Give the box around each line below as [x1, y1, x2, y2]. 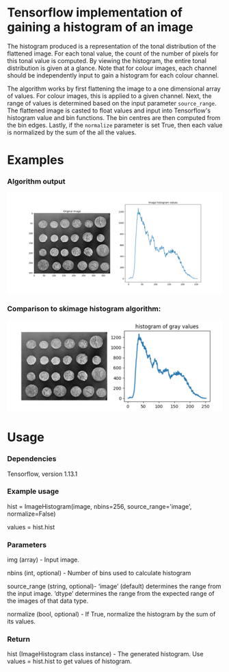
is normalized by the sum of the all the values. [7, 128, 137, 136]
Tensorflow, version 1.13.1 [7, 470, 78, 478]
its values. [7, 617, 36, 625]
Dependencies [7, 454, 57, 464]
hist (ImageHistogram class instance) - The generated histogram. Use [7, 650, 204, 658]
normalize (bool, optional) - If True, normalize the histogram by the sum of [7, 610, 216, 619]
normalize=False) [7, 509, 56, 518]
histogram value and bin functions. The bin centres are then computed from [7, 113, 221, 121]
